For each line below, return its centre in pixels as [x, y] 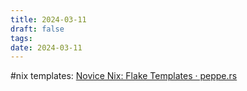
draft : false [37, 29]
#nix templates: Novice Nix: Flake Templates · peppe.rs [124, 76]
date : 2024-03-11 [46, 47]
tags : [21, 38]
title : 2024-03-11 [48, 19]
